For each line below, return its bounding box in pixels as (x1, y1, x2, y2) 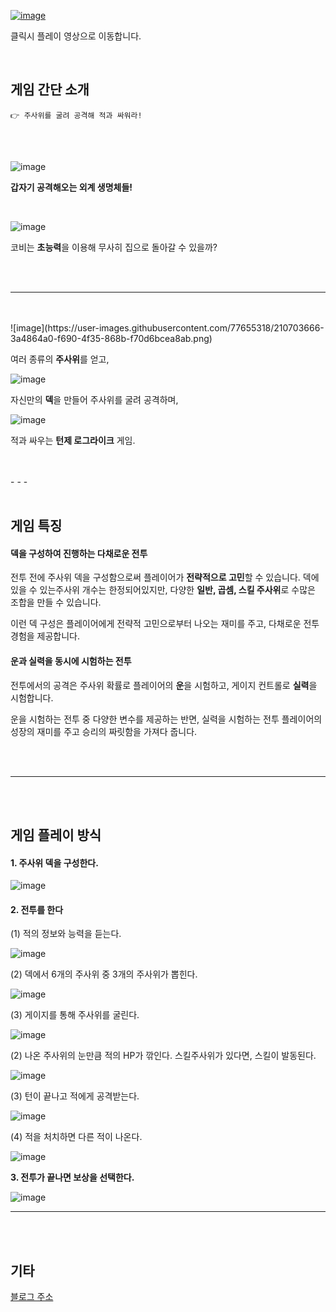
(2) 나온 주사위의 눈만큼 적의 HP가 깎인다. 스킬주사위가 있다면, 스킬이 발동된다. (10, 1050, 317, 1062)
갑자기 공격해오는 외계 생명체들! (10, 181, 133, 193)
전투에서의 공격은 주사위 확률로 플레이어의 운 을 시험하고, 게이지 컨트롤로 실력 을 (10, 679, 318, 691)
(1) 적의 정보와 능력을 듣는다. (10, 928, 122, 940)
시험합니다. (10, 691, 54, 704)
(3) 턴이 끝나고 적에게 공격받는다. (10, 1090, 140, 1102)
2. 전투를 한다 (10, 903, 64, 915)
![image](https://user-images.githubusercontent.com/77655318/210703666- (10, 321, 325, 334)
